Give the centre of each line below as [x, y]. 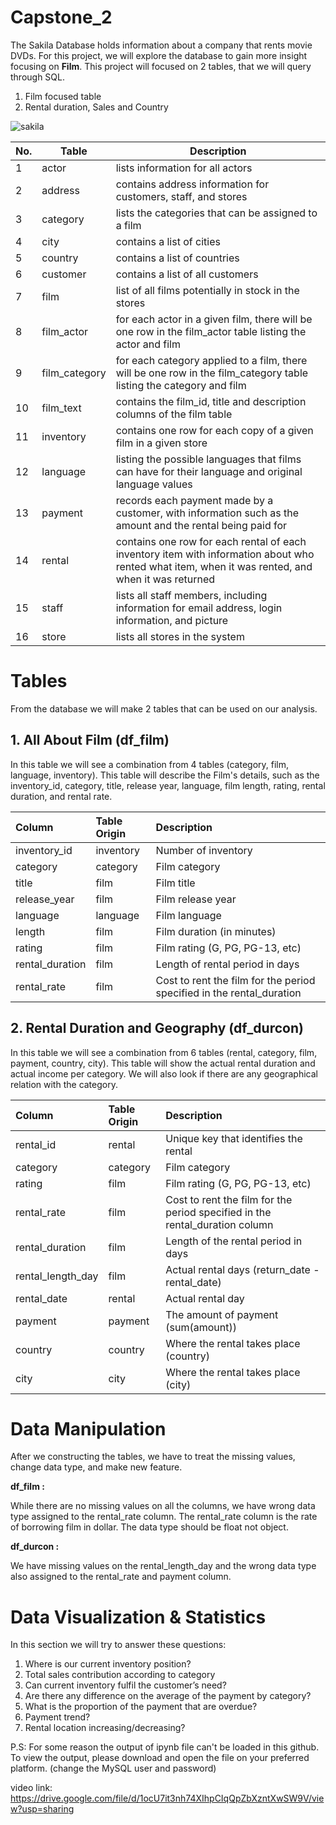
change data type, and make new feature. [96, 1467]
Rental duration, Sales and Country [96, 107]
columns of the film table [174, 414]
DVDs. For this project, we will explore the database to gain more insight [159, 55]
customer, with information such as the [207, 513]
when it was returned [165, 579]
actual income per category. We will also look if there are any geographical [164, 1073]
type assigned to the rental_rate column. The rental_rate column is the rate [164, 1517]
